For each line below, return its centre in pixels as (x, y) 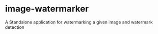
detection (15, 27)
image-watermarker (47, 9)
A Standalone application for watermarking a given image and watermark (79, 22)
